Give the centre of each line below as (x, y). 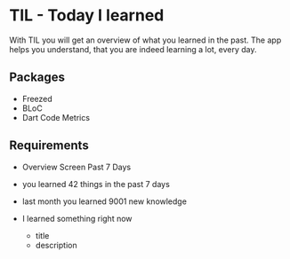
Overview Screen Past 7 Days (77, 167)
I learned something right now (77, 218)
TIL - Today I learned (87, 16)
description (56, 245)
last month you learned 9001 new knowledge (104, 201)
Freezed (37, 98)
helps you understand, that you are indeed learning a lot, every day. (133, 49)
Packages (37, 78)
